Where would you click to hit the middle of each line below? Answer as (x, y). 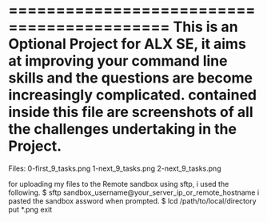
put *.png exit (30, 209)
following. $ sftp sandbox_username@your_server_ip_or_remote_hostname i (134, 192)
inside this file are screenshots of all (131, 112)
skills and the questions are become (131, 78)
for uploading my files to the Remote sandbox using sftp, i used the (119, 184)
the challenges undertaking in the (123, 129)
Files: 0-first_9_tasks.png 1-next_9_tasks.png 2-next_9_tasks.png (115, 168)
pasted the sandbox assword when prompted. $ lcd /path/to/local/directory (133, 200)
